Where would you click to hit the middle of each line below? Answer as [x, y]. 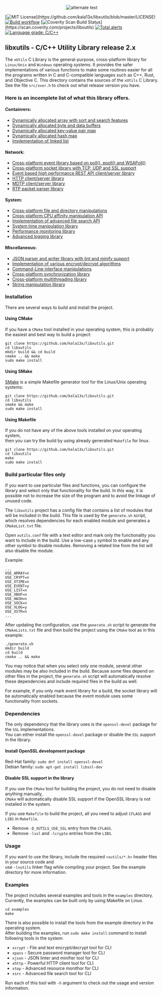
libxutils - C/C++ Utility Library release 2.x [71, 48]
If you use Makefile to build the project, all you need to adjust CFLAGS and [78, 814]
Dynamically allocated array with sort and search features [70, 120]
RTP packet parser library [38, 189]
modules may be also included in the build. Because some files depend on [80, 671]
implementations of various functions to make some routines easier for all [79, 70]
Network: [15, 152]
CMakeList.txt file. [24, 526]
